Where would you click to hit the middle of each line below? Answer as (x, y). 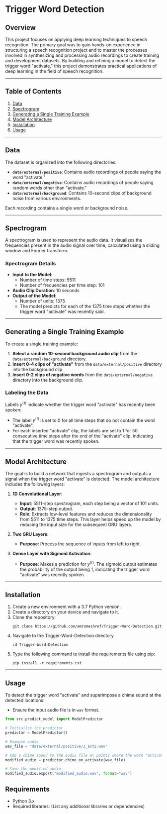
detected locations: (25, 701)
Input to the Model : (32, 274)
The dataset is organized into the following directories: (61, 162)
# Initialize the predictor (34, 728)
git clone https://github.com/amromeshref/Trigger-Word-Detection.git (87, 626)
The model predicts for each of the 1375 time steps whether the (85, 306)
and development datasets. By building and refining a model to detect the (80, 60)
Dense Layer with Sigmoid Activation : (52, 553)
